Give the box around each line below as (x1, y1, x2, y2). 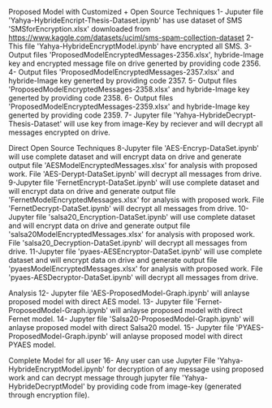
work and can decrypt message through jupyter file (8, 373, 180, 382)
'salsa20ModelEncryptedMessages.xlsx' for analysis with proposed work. (8, 230, 256, 238)
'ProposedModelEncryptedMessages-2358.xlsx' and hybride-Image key (8, 84, 250, 94)
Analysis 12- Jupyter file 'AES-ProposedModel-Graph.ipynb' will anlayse (8, 288, 250, 298)
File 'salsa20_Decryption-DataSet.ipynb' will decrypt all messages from (8, 238, 248, 247)
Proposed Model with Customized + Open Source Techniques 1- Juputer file (8, 7, 264, 16)
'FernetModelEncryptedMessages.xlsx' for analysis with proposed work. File (8, 195, 265, 204)
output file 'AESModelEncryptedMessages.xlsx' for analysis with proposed (8, 161, 258, 170)
